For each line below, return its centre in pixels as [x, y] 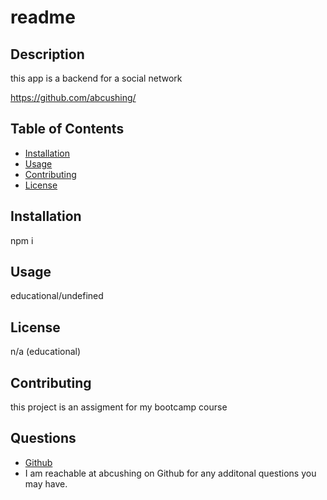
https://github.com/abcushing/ [73, 97]
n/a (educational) [46, 352]
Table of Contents [67, 129]
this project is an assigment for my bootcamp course [119, 407]
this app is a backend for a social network [96, 78]
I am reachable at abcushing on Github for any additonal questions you [170, 473]
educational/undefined [57, 296]
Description [47, 54]
